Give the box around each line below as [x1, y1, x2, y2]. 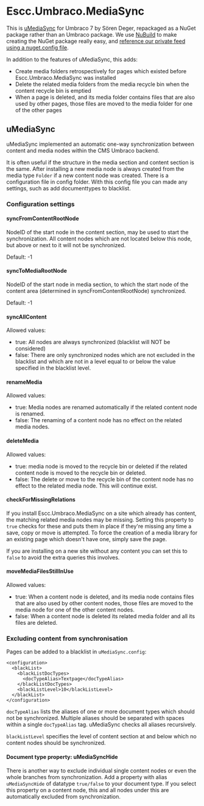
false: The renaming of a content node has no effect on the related [15, 417, 182, 424]
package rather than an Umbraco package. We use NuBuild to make [6, 31, 177, 38]
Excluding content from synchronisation [6, 635, 128, 643]
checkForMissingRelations [6, 496, 76, 503]
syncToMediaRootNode [6, 267, 67, 275]
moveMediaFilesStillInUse [6, 567, 74, 575]
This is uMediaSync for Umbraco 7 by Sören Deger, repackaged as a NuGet [6, 24, 196, 32]
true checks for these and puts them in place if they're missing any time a [6, 522, 192, 530]
